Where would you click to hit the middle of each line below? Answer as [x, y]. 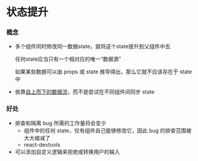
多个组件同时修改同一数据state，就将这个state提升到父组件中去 [92, 47]
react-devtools [42, 144]
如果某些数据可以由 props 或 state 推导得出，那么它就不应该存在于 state [103, 72]
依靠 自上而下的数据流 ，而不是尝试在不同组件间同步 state [85, 92]
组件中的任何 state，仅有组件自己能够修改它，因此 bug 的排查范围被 [108, 130]
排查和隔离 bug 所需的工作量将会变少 [60, 123]
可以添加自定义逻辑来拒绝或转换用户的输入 [67, 151]
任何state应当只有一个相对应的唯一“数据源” [68, 59]
